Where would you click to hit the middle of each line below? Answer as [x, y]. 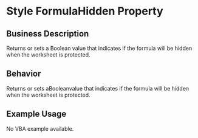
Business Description [48, 34]
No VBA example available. [40, 128]
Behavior [24, 74]
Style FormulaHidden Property [85, 11]
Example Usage [36, 114]
